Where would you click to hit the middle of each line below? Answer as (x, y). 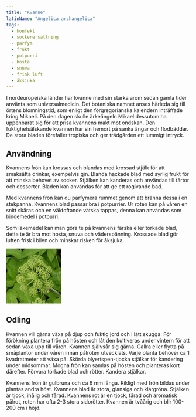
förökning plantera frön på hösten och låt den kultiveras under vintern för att (98, 340)
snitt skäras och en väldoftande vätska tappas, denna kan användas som (94, 211)
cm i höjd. (29, 408)
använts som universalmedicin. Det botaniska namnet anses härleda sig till (96, 104)
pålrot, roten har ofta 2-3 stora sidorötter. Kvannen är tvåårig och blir (89, 401)
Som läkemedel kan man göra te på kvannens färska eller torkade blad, (92, 228)
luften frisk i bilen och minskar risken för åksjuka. (65, 240)
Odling (18, 320)
